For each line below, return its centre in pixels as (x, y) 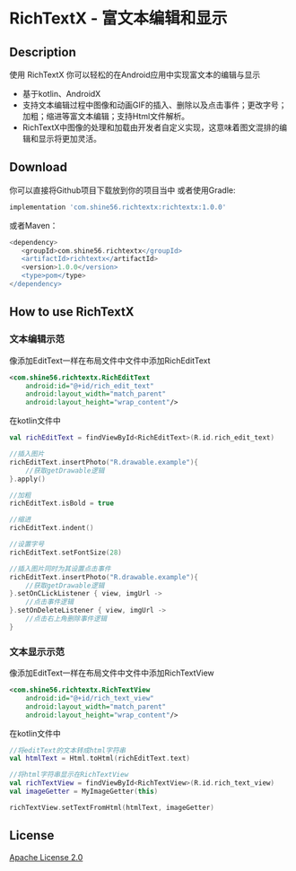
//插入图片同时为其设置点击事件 (60, 569)
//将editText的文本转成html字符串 (68, 750)
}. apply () (28, 479)
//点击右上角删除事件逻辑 (66, 619)
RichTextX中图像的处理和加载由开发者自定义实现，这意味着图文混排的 (151, 127)
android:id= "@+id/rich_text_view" (90, 698)
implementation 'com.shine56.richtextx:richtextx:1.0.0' (118, 207)
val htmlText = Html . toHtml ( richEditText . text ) (100, 759)
